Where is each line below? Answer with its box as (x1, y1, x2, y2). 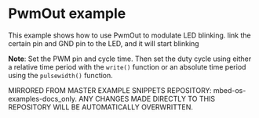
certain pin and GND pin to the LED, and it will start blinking (8, 38, 199, 48)
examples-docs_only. (8, 94, 77, 103)
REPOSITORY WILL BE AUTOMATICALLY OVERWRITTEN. (8, 102, 194, 112)
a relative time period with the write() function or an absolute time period (8, 62, 246, 71)
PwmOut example (8, 5, 126, 23)
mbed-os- (213, 85, 246, 95)
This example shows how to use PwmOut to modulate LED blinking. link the (8, 30, 251, 40)
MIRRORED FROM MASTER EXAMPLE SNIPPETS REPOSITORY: (8, 85, 212, 95)
